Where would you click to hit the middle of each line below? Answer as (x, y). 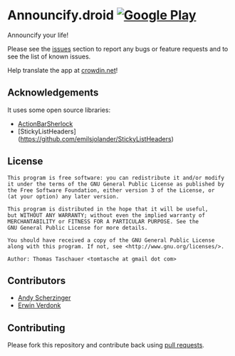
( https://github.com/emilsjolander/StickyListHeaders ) (96, 138)
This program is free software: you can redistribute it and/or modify (116, 178)
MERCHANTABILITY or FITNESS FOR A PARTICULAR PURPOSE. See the (103, 221)
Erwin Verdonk (39, 305)
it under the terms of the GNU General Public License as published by (116, 184)
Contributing (36, 328)
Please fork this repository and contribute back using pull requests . (106, 345)
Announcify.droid (61, 15)
